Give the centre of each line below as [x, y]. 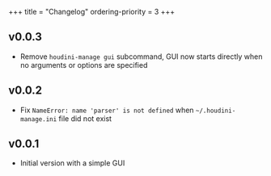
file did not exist [85, 118]
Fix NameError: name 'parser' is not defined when [107, 110]
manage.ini [38, 119]
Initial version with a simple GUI [72, 163]
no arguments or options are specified [84, 65]
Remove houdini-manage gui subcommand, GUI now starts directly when [141, 57]
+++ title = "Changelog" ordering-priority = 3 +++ [92, 12]
